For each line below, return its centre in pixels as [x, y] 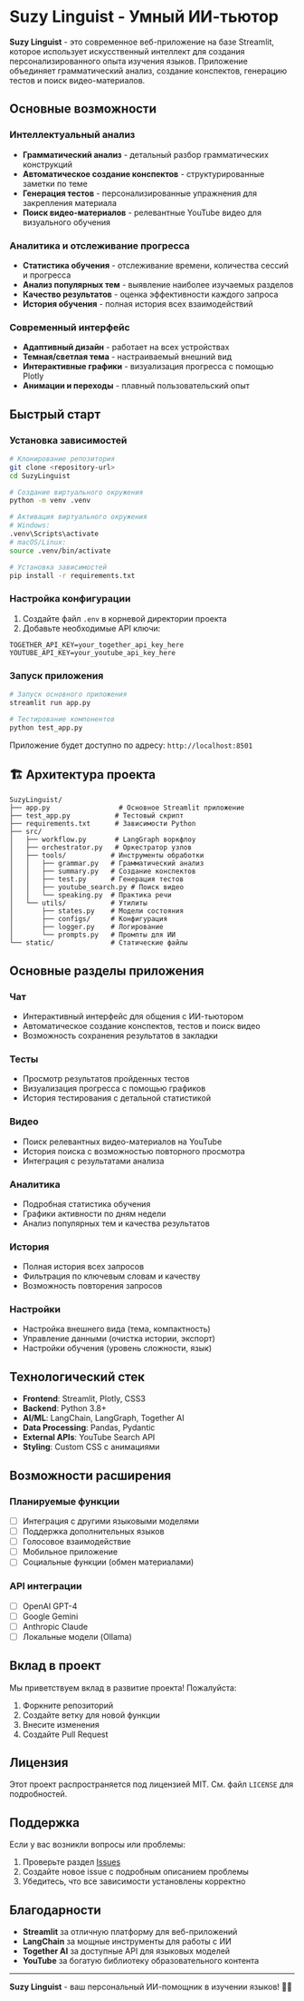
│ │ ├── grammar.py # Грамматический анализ [107, 864]
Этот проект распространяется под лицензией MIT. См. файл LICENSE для [152, 1784]
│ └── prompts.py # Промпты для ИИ [93, 935]
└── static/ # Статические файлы [99, 943]
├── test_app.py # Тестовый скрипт [96, 816]
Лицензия [39, 1763]
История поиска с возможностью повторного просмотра [134, 1151]
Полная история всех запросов [83, 1267]
